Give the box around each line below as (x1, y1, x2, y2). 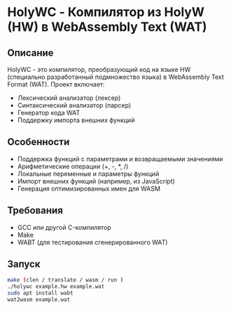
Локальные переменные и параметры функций (17, 169, 160, 178)
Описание (7, 47, 54, 59)
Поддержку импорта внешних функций (17, 116, 135, 124)
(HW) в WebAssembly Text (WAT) (7, 19, 208, 35)
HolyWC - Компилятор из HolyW (7, 4, 205, 20)
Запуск (7, 258, 41, 270)
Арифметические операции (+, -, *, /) (17, 162, 129, 170)
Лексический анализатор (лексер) (17, 94, 121, 102)
